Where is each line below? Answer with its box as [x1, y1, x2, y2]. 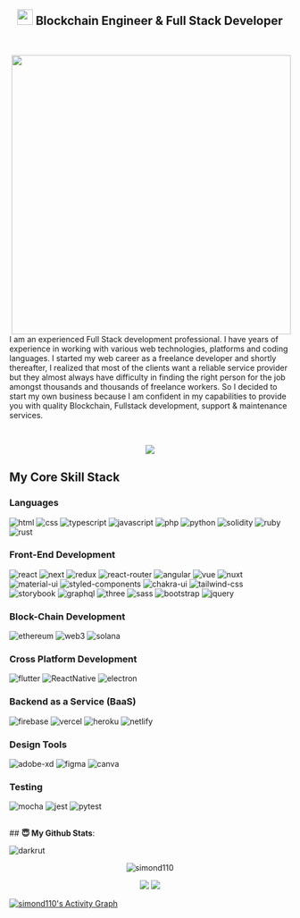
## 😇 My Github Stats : [9, 828, 96, 838]
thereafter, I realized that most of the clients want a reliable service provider [9, 362, 288, 373]
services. [9, 409, 43, 420]
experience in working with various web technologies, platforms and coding [9, 343, 288, 354]
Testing [9, 780, 43, 793]
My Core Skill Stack [9, 470, 121, 485]
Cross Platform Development [9, 653, 137, 666]
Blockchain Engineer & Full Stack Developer [35, 13, 283, 29]
